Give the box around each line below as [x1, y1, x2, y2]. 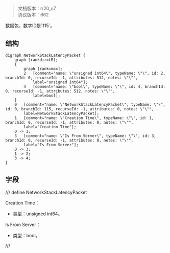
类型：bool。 [12, 232, 40, 238]
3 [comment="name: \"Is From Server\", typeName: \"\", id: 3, [14, 133, 157, 139]
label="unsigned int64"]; [32, 80, 88, 85]
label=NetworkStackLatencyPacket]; [23, 111, 100, 116]
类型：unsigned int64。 [12, 211, 63, 217]
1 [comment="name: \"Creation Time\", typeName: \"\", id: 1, [14, 116, 154, 121]
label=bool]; [32, 93, 60, 98]
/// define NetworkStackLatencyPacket [5, 189, 87, 195]
